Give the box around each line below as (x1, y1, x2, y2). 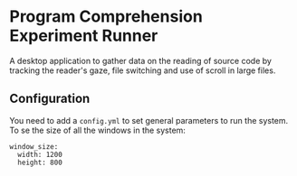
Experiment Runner (9, 25, 158, 46)
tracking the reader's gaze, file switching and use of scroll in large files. (9, 65, 276, 76)
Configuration (9, 91, 91, 107)
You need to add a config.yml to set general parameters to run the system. (9, 115, 289, 125)
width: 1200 (17, 150, 63, 159)
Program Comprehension (9, 6, 204, 27)
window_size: (9, 142, 59, 151)
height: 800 (17, 158, 63, 167)
